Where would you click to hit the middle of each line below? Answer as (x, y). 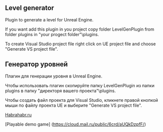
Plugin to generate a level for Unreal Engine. (49, 19)
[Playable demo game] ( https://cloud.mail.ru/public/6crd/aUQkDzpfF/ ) (76, 124)
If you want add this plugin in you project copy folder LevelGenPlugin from (80, 29)
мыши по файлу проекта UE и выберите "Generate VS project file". (74, 105)
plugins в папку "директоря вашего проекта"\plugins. (61, 91)
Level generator (30, 8)
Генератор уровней (37, 65)
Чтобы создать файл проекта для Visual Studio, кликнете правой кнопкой (82, 100)
